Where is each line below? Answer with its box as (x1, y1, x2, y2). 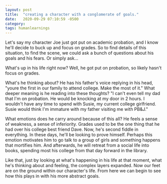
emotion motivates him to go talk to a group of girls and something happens (5, 137, 161, 143)
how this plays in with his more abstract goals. (5, 173, 100, 179)
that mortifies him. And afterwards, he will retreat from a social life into (5, 142, 150, 148)
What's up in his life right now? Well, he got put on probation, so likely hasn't (5, 65, 162, 71)
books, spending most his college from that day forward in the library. (5, 148, 148, 154)
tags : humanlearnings (5, 26, 50, 31)
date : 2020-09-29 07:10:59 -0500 (5, 16, 79, 21)
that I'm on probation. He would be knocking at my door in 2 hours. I (5, 95, 145, 102)
